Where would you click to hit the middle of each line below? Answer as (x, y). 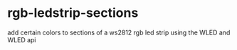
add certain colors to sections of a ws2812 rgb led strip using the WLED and (119, 32)
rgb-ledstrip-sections (73, 13)
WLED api (22, 39)
